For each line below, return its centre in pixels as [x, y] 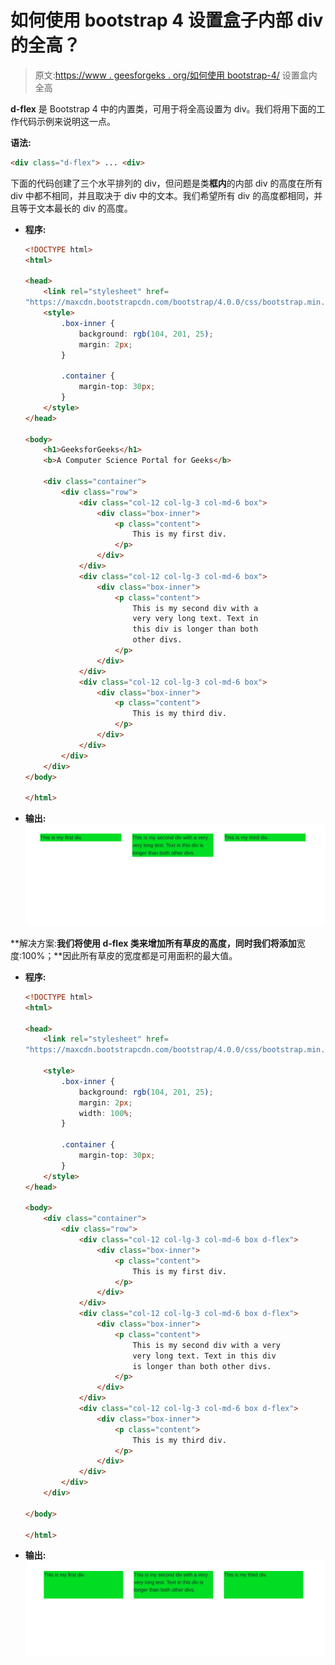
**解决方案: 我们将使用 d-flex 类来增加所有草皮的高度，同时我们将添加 [153, 943]
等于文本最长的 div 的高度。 [75, 208]
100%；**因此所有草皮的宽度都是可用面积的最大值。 [129, 955]
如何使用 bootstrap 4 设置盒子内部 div [167, 20]
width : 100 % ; [105, 1113]
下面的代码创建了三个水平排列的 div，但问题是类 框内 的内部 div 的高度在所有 [166, 183]
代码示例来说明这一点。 [67, 121]
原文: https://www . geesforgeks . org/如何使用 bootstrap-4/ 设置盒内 [176, 75]
